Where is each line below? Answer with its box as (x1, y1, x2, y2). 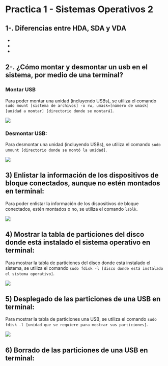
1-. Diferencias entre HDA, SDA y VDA (5, 24, 126, 33)
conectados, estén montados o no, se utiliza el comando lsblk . (5, 206, 138, 212)
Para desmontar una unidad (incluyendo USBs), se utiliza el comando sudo (5, 141, 161, 147)
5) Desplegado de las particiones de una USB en (5, 295, 161, 303)
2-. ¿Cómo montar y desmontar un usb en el (5, 63, 148, 72)
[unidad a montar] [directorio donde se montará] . (5, 107, 114, 114)
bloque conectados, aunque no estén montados (5, 179, 160, 188)
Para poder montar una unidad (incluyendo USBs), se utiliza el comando (5, 98, 157, 104)
